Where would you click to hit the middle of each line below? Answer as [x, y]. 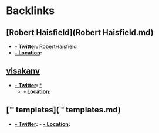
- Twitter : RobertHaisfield [46, 46]
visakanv [23, 71]
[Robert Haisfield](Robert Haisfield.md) [80, 33]
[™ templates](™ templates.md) [64, 110]
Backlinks [31, 11]
